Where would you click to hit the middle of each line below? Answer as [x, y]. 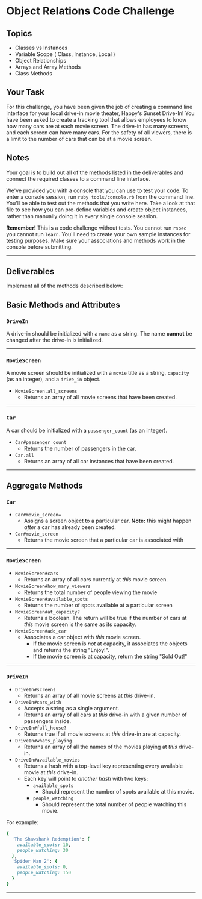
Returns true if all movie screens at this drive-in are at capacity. [103, 734]
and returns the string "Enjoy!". [71, 650]
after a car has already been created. [70, 527]
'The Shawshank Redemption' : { [51, 839]
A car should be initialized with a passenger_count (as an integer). [87, 430]
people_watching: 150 [44, 873]
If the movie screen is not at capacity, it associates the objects [110, 644]
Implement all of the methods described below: [65, 286]
